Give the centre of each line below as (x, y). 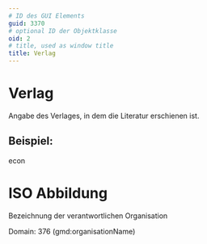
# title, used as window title (61, 46)
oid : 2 (19, 38)
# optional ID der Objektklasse (63, 31)
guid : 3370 (27, 23)
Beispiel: (31, 141)
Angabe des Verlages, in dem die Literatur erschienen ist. (104, 116)
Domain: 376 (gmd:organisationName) (72, 231)
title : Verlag (32, 53)
